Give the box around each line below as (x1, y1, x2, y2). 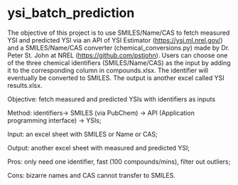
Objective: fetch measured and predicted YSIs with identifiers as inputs (7, 94, 215, 103)
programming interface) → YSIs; (7, 116, 102, 125)
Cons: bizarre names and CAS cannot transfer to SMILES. (7, 171, 175, 179)
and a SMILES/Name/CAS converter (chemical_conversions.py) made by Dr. (7, 43, 229, 52)
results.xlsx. (7, 81, 43, 89)
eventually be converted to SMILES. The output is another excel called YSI (7, 73, 225, 82)
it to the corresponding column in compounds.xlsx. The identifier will (7, 66, 208, 74)
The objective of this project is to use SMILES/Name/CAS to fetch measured (7, 28, 230, 37)
